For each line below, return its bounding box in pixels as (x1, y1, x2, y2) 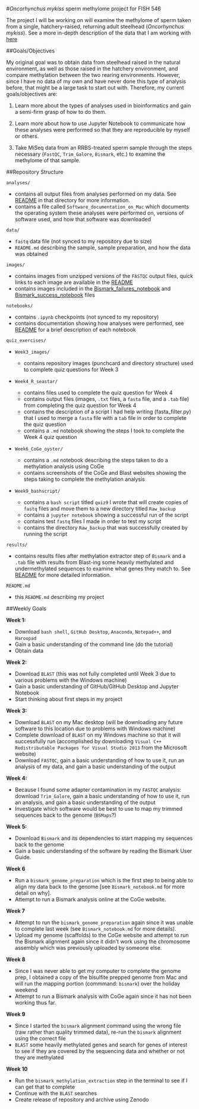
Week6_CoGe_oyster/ (14, 446, 64, 452)
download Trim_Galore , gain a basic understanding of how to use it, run (14, 793, 190, 799)
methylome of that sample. (14, 157, 81, 163)
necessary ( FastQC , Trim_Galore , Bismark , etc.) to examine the (14, 150, 166, 157)
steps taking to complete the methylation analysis (23, 475, 146, 483)
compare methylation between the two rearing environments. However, (6, 72, 181, 78)
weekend (14, 987, 37, 993)
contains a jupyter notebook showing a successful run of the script (23, 511, 189, 518)
